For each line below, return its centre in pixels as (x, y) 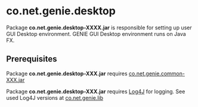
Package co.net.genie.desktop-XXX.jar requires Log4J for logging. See (96, 91)
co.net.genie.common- (157, 74)
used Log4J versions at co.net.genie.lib (55, 97)
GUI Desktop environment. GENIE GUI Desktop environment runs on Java (96, 33)
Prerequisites (32, 59)
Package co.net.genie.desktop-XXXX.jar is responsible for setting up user (99, 27)
